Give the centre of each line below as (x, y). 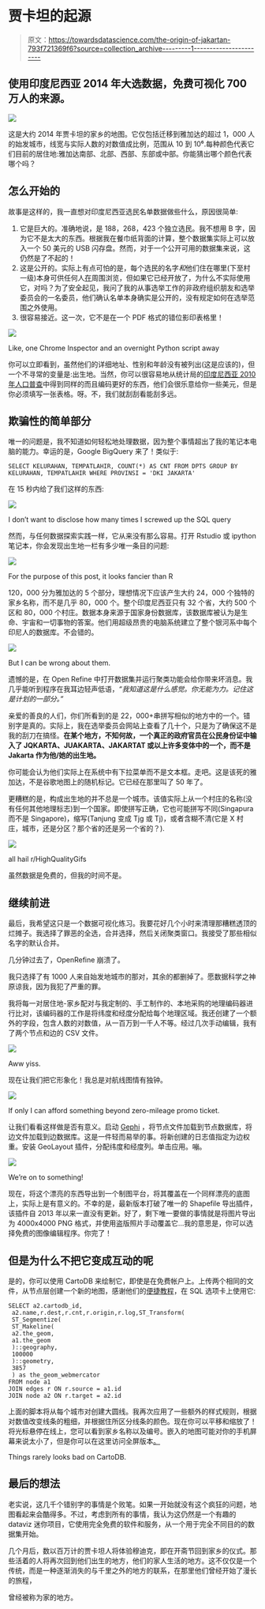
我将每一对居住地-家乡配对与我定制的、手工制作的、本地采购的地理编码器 (127, 1003)
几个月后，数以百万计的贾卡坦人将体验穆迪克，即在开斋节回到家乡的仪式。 (129, 1550)
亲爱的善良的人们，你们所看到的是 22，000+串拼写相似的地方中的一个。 (126, 716)
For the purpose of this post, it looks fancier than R (91, 576)
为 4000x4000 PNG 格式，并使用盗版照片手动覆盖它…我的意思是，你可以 (127, 1223)
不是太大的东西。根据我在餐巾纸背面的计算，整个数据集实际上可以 (141, 238)
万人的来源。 (39, 98)
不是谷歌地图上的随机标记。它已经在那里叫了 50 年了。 (118, 782)
